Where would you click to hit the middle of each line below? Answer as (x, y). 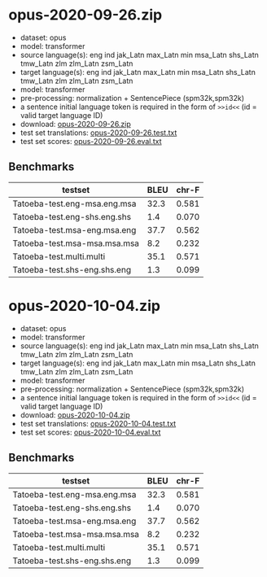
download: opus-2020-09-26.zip (76, 124)
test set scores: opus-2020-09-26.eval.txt (91, 141)
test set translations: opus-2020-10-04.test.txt (98, 423)
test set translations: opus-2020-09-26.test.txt (98, 133)
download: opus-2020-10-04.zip (75, 415)
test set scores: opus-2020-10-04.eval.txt (90, 432)
